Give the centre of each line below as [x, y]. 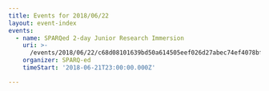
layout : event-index [43, 23]
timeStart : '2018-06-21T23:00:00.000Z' [89, 68]
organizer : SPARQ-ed [57, 61]
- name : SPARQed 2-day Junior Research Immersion [100, 38]
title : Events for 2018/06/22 [59, 16]
